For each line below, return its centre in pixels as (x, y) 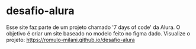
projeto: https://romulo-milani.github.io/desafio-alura (70, 40)
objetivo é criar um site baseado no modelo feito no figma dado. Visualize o (98, 33)
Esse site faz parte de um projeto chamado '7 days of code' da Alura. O (93, 27)
